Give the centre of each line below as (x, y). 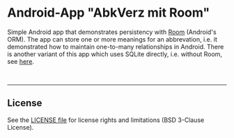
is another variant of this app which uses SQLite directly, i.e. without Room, (115, 54)
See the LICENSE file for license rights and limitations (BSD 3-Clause (106, 120)
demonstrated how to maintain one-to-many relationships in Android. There (116, 46)
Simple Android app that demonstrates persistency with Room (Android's (112, 32)
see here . (21, 61)
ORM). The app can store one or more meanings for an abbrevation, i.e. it (112, 39)
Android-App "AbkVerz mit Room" (109, 13)
